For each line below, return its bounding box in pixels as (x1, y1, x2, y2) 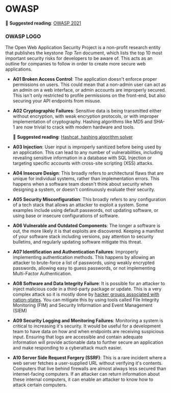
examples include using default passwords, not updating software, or (12, 207, 159, 213)
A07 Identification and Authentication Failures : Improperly (12, 249, 139, 255)
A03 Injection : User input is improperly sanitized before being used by (12, 144, 162, 150)
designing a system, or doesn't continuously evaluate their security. (12, 186, 156, 192)
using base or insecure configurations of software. (12, 213, 119, 219)
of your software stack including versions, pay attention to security (12, 233, 154, 239)
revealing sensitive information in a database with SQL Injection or (12, 155, 152, 161)
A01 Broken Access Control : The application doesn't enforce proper (12, 76, 157, 82)
